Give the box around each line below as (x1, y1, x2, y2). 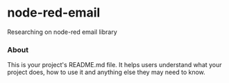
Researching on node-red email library (7, 28, 118, 36)
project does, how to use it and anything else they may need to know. (7, 68, 206, 77)
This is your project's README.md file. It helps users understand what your (7, 61, 222, 69)
